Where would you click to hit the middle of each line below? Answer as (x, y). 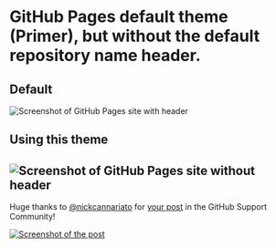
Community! (32, 217)
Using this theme (59, 140)
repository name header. (105, 56)
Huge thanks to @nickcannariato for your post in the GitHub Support (138, 207)
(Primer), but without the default (135, 36)
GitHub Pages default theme (119, 17)
